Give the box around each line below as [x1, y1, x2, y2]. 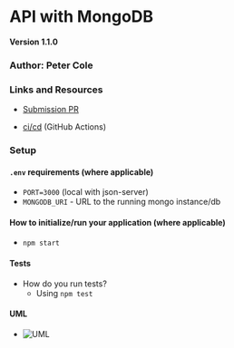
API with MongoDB [9, 6, 154, 27]
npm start [22, 238, 61, 248]
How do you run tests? [22, 278, 107, 289]
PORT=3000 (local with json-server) [22, 187, 150, 198]
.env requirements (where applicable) [9, 166, 154, 178]
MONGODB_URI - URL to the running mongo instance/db [22, 197, 221, 208]
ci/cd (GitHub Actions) [22, 121, 107, 132]
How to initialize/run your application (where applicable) [9, 217, 226, 227]
